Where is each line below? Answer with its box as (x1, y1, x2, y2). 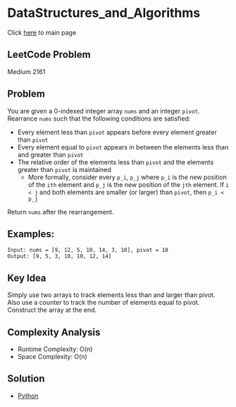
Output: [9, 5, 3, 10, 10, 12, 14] (7, 253, 112, 260)
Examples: (7, 228, 55, 240)
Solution (7, 372, 45, 385)
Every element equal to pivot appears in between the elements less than (17, 142, 229, 151)
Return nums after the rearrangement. (7, 207, 114, 216)
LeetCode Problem (7, 49, 91, 61)
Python (17, 391, 39, 400)
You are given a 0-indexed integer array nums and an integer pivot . (7, 107, 200, 115)
